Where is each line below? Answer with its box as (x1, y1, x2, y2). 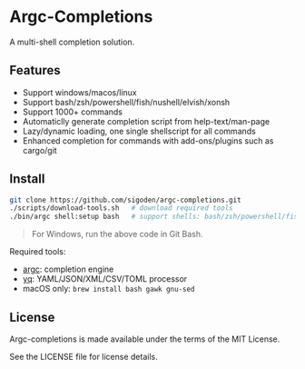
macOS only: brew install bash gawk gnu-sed (22, 284, 195, 294)
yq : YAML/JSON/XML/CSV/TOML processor (22, 274, 188, 284)
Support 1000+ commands (22, 106, 123, 117)
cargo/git (22, 145, 57, 155)
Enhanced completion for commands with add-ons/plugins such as (22, 135, 274, 146)
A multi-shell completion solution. (9, 36, 135, 47)
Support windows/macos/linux (22, 86, 138, 97)
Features (9, 63, 61, 78)
